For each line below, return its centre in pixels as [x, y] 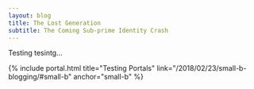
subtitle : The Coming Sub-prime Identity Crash [89, 30]
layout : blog [30, 15]
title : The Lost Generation [55, 23]
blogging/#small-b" [40, 77]
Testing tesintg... [36, 53]
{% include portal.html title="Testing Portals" [82, 68]
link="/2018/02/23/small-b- [202, 68]
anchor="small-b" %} [109, 77]
